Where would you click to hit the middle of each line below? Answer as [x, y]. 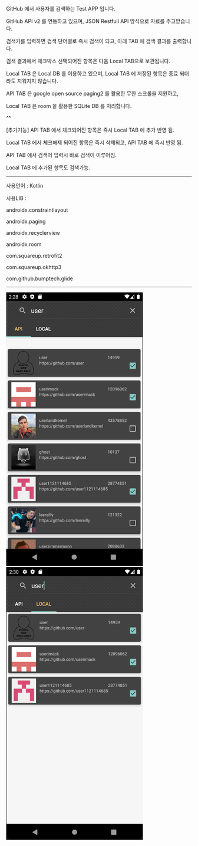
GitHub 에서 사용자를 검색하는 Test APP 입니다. [61, 9]
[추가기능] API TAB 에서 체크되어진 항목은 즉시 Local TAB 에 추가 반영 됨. [90, 130]
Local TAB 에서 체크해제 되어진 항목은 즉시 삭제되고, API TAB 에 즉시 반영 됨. [95, 142]
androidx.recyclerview [33, 233]
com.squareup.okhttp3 [34, 267]
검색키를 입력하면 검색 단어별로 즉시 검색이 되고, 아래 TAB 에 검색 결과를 [89, 41]
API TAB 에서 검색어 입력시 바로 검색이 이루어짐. [61, 155]
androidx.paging [26, 221]
